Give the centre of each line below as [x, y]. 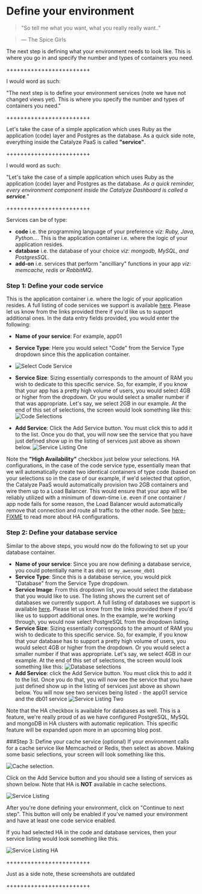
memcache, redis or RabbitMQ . [54, 270]
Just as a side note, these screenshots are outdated [71, 873]
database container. [31, 552]
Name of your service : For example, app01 [68, 336]
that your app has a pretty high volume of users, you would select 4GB [103, 390]
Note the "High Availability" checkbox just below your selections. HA [93, 459]
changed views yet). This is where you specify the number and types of [96, 99]
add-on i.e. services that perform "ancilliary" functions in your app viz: [103, 264]
